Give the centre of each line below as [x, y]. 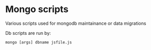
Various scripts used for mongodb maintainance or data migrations [76, 23]
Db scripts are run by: [28, 33]
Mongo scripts [37, 9]
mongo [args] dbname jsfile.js [39, 42]
